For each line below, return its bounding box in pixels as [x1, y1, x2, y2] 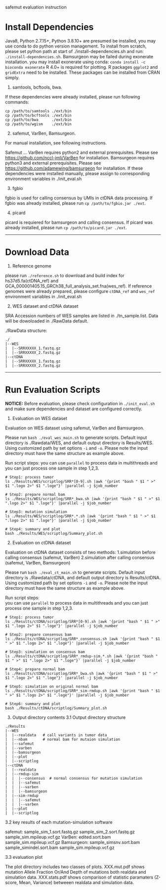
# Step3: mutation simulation [5, 509, 68, 514]
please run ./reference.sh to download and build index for [5, 272, 124, 279]
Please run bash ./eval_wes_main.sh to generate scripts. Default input [5, 434, 147, 440]
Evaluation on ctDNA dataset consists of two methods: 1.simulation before [5, 549, 156, 555]
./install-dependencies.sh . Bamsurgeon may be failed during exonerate [5, 53, 154, 59]
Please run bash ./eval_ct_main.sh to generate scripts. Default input [5, 569, 145, 575]
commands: [5, 99, 30, 105]
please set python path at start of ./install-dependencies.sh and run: [5, 48, 144, 54]
